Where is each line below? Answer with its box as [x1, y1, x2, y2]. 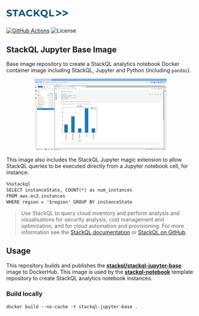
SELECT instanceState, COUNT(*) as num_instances [6, 187, 133, 193]
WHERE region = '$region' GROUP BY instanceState [6, 199, 133, 205]
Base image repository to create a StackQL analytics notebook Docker [6, 60, 180, 68]
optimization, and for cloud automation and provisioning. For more [20, 222, 185, 229]
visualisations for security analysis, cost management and [20, 215, 164, 223]
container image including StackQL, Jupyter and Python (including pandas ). [6, 67, 192, 74]
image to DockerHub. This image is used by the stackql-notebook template [6, 268, 194, 275]
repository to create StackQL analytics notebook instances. [6, 274, 153, 282]
